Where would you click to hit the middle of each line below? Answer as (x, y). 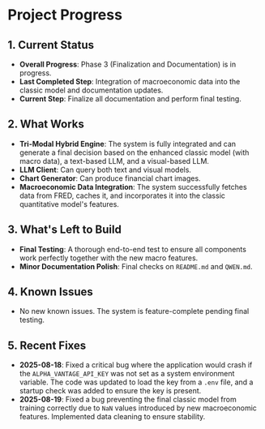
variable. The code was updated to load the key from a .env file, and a (136, 382)
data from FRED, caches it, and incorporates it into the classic (122, 195)
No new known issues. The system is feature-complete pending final (134, 311)
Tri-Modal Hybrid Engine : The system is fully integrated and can (128, 144)
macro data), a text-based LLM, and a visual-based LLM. (114, 161)
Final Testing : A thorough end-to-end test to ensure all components (132, 249)
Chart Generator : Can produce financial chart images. (110, 178)
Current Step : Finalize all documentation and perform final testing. (130, 99)
